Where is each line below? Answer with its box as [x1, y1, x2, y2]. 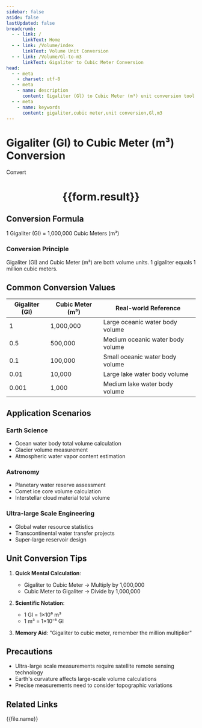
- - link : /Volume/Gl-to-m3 [11, 54, 82, 60]
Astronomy [6, 468, 40, 476]
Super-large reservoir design [14, 535, 87, 543]
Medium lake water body [103, 380, 173, 388]
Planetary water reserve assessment [14, 481, 106, 489]
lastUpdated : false [6, 20, 55, 26]
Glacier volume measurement [14, 446, 88, 453]
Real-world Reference [115, 304, 181, 313]
